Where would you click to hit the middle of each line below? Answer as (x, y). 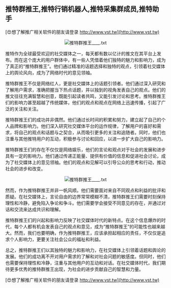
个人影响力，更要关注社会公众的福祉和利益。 (56, 239)
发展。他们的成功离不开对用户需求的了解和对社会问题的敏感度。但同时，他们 (85, 256)
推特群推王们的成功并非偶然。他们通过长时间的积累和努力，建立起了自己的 (83, 120)
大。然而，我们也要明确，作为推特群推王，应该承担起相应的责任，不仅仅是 (83, 233)
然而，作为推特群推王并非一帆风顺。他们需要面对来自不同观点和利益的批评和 (85, 190)
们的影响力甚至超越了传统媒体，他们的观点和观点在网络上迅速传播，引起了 (83, 102)
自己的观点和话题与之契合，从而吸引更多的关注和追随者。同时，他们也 (92, 132)
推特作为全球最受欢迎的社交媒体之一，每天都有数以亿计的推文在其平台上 (81, 53)
